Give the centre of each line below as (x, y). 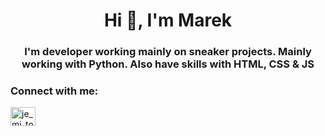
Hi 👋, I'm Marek (168, 20)
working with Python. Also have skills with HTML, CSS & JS (168, 64)
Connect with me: (54, 91)
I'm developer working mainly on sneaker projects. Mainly (168, 52)
